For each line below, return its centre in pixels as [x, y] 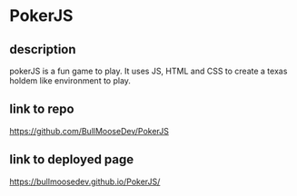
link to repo [42, 109]
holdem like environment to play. [70, 81]
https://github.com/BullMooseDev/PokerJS [89, 131]
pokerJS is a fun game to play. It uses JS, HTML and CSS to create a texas [148, 71]
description [43, 49]
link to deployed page [72, 160]
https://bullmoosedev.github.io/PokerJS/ [85, 181]
